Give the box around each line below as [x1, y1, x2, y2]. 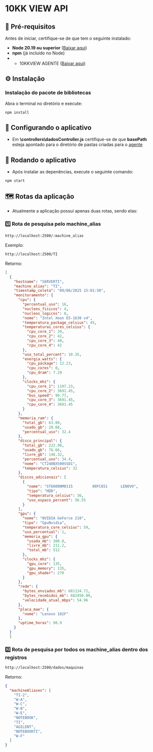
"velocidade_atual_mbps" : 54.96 [22, 598, 89, 603]
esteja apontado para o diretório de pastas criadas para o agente [12, 141, 143, 147]
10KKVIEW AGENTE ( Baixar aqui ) [19, 61, 86, 66]
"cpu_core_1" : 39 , [26, 329, 64, 334]
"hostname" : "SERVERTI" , [14, 279, 64, 284]
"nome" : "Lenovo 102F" [22, 611, 69, 616]
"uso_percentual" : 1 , [22, 529, 67, 534]
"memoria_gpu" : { [22, 534, 57, 539]
